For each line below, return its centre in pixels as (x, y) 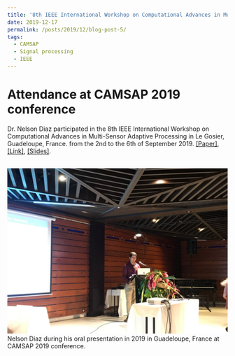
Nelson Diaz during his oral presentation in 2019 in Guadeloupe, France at (113, 339)
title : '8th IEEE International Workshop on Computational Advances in (114, 15)
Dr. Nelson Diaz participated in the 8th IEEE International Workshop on (108, 129)
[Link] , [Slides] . (29, 151)
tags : (15, 37)
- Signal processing (43, 52)
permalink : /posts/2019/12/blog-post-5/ (67, 29)
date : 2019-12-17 (33, 22)
